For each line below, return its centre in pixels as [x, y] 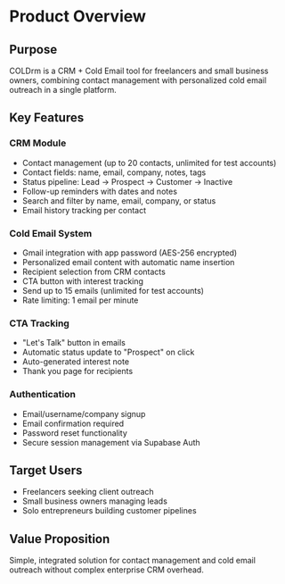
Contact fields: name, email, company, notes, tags [114, 172]
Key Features [47, 118]
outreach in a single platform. [63, 90]
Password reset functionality [74, 433]
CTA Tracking [39, 323]
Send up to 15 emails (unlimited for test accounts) [113, 290]
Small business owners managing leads [94, 501]
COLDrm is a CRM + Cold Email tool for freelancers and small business [139, 71]
